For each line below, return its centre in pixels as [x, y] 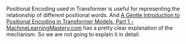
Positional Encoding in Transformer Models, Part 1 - [70, 21]
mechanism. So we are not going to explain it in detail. [73, 34]
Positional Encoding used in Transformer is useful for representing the [93, 9]
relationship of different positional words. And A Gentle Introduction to [93, 15]
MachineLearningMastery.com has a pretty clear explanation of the [90, 28]
